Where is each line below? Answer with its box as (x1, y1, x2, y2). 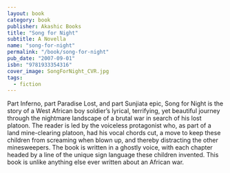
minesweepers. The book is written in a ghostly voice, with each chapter (7, 143, 213, 152)
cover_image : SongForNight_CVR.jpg (7, 68, 109, 74)
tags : (7, 74, 23, 81)
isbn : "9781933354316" (7, 61, 72, 68)
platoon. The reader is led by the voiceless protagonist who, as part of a (7, 121, 211, 130)
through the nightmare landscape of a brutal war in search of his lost (7, 114, 202, 123)
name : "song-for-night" (7, 42, 76, 49)
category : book (7, 17, 51, 23)
